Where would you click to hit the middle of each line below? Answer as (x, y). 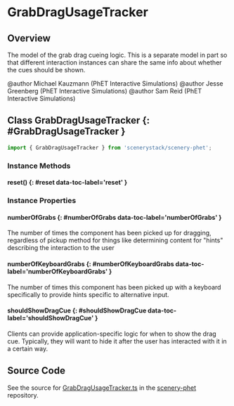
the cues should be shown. (46, 70)
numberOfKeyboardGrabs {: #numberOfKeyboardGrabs (91, 263)
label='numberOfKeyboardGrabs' (57, 271)
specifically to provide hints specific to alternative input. (89, 294)
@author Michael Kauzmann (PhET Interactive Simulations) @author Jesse (115, 84)
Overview (29, 38)
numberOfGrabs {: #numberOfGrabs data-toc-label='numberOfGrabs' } (115, 217)
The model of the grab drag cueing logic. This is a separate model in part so (117, 55)
